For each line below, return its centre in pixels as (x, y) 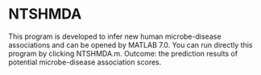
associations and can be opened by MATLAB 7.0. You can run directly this (130, 44)
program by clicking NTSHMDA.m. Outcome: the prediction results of (123, 53)
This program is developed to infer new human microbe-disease (115, 36)
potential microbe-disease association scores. (85, 62)
